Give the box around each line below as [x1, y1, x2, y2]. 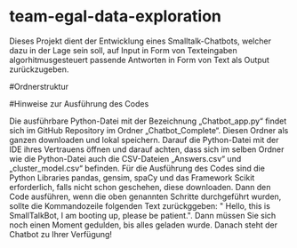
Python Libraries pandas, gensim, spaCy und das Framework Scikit [9, 172, 255, 183]
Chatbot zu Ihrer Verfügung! [9, 228, 113, 239]
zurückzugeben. [9, 64, 69, 75]
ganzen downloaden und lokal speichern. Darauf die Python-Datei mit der [9, 134, 279, 145]
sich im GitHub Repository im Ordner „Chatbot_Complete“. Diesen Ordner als [9, 124, 289, 135]
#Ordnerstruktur [9, 81, 69, 92]
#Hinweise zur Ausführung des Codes [9, 98, 149, 108]
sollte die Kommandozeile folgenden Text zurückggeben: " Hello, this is [9, 200, 271, 211]
